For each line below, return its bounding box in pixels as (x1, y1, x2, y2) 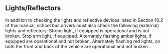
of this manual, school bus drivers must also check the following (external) (5, 22, 159, 28)
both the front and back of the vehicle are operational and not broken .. (5, 43, 152, 49)
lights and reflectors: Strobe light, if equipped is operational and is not (5, 27, 149, 34)
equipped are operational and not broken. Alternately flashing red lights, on (5, 38, 160, 44)
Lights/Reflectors (5, 4, 61, 12)
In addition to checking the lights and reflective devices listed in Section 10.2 (5, 17, 163, 23)
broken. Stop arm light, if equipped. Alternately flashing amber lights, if (5, 33, 152, 39)
